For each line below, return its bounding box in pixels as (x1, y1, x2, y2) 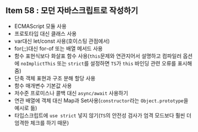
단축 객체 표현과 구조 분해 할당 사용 (14, 74, 96, 81)
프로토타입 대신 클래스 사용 (14, 30, 77, 37)
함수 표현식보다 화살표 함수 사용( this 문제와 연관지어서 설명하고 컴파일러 (14, 52, 182, 59)
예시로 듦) (14, 104, 38, 111)
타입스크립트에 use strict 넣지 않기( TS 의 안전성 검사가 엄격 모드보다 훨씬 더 (14, 112, 192, 119)
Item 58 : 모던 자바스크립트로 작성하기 (5, 5, 138, 16)
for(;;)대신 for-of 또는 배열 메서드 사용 (14, 45, 103, 52)
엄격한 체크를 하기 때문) (14, 119, 69, 126)
